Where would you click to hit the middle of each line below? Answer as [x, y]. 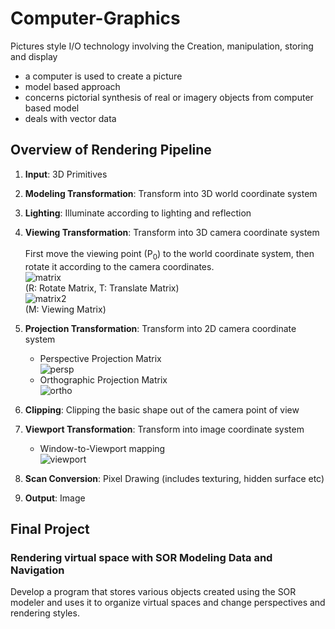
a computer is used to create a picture [103, 76]
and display [34, 56]
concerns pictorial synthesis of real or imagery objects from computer [169, 97]
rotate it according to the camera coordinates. [119, 266]
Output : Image [55, 498]
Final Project [50, 528]
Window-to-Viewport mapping [102, 448]
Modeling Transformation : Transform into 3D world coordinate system [171, 193]
